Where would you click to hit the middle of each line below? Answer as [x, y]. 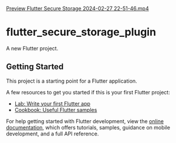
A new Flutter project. [32, 48]
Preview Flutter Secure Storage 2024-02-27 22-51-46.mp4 [77, 8]
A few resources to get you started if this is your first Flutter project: [88, 92]
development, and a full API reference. [53, 134]
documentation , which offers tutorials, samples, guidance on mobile [88, 127]
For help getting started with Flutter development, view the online [85, 121]
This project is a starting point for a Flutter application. [72, 81]
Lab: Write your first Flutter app [53, 103]
